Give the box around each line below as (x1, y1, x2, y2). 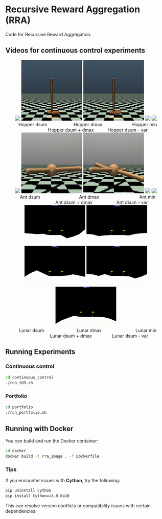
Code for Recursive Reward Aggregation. (5, 31, 92, 37)
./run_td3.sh (5, 381, 33, 386)
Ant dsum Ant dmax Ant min (19, 194, 156, 200)
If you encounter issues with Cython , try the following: (5, 478, 120, 484)
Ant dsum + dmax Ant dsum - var (55, 199, 148, 205)
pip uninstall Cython (5, 488, 52, 493)
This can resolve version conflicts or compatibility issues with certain (5, 502, 151, 509)
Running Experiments (5, 347, 76, 356)
